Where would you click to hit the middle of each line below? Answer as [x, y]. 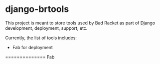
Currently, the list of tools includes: [41, 38]
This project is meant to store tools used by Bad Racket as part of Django [80, 23]
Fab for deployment [33, 47]
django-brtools [37, 9]
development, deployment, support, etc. [46, 28]
